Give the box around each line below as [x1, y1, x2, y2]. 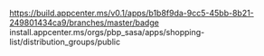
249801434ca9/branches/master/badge [9, 17, 160, 28]
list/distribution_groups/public [9, 36, 120, 47]
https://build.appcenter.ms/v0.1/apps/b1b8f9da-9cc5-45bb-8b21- [9, 8, 255, 18]
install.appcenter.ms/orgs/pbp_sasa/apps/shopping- [9, 27, 205, 37]
